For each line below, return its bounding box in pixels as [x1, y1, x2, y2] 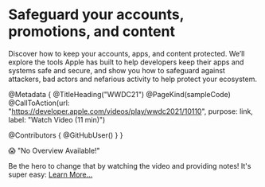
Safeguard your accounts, [8, 6, 185, 24]
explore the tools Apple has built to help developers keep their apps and [8, 57, 244, 67]
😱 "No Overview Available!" [8, 146, 101, 155]
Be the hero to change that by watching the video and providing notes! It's [8, 161, 251, 170]
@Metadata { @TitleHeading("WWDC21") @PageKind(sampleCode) [8, 89, 231, 99]
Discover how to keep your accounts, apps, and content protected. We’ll [8, 49, 245, 58]
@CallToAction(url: [8, 98, 70, 107]
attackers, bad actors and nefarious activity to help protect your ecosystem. [8, 74, 257, 84]
